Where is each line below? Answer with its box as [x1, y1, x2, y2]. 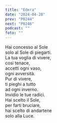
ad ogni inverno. [5, 87, 39, 92]
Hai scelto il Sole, [5, 97, 41, 103]
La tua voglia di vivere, [5, 55, 51, 60]
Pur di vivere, [5, 76, 32, 82]
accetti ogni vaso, [5, 65, 42, 71]
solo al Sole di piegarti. [5, 49, 52, 55]
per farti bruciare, [5, 103, 41, 108]
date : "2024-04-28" [5, 12, 46, 17]
